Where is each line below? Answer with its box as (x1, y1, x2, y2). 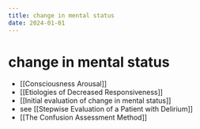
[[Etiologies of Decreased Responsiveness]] (19, 88, 164, 97)
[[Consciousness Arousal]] (19, 79, 108, 89)
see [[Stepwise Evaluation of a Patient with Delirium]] (19, 104, 194, 114)
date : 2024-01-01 (8, 19, 66, 27)
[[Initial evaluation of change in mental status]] (19, 96, 172, 105)
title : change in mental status (8, 11, 115, 20)
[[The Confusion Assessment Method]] (19, 112, 148, 123)
